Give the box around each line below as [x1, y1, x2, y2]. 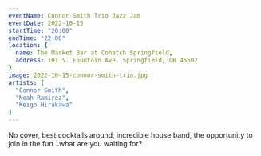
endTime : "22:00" [8, 34, 66, 42]
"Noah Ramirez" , [15, 94, 69, 102]
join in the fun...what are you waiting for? [8, 139, 143, 148]
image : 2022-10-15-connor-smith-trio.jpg [8, 71, 148, 79]
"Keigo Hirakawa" [15, 101, 73, 109]
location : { [8, 42, 48, 50]
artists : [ [8, 78, 45, 86]
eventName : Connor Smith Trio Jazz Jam [8, 11, 141, 20]
